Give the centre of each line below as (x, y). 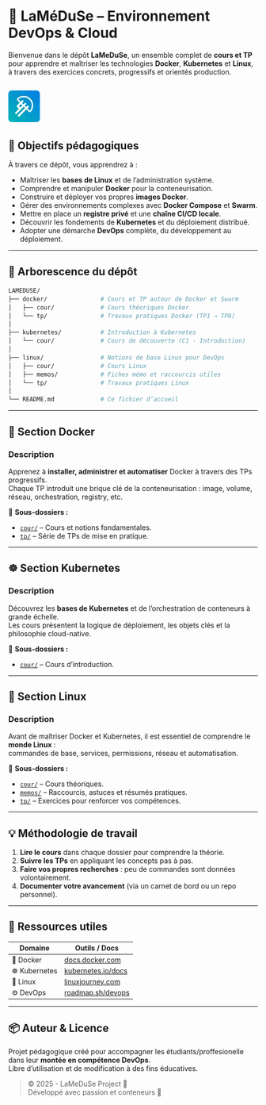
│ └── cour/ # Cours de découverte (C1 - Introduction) (127, 341)
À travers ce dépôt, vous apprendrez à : (73, 165)
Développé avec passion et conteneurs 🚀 (95, 1092)
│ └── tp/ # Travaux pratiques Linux (99, 383)
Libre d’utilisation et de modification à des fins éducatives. (103, 1068)
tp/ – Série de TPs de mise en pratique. (84, 535)
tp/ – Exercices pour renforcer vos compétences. (100, 801)
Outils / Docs (97, 948)
